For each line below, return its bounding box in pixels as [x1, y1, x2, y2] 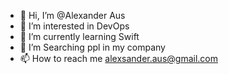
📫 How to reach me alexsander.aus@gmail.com [19, 53, 218, 64]
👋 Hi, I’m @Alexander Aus [19, 10, 126, 21]
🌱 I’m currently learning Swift [19, 31, 140, 42]
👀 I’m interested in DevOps [19, 20, 130, 32]
